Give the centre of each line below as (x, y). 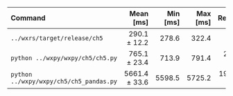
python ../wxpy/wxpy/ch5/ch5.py (64, 58)
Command (28, 18)
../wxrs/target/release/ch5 (57, 38)
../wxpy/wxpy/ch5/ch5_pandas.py (64, 81)
